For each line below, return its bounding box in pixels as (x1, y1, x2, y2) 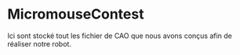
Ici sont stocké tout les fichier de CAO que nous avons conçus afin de (7, 31, 233, 40)
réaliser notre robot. (7, 39, 72, 48)
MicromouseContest (7, 5, 144, 23)
